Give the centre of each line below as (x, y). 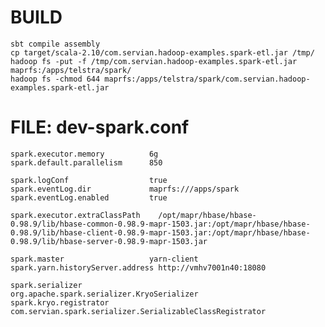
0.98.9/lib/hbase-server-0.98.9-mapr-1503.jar (109, 241)
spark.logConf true (89, 180)
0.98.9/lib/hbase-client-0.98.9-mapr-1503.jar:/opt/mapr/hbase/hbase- (160, 232)
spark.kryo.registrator (60, 302)
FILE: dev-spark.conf (100, 127)
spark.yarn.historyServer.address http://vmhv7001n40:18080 (138, 267)
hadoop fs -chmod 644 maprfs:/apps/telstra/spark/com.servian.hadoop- (160, 79)
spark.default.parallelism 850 (86, 162)
